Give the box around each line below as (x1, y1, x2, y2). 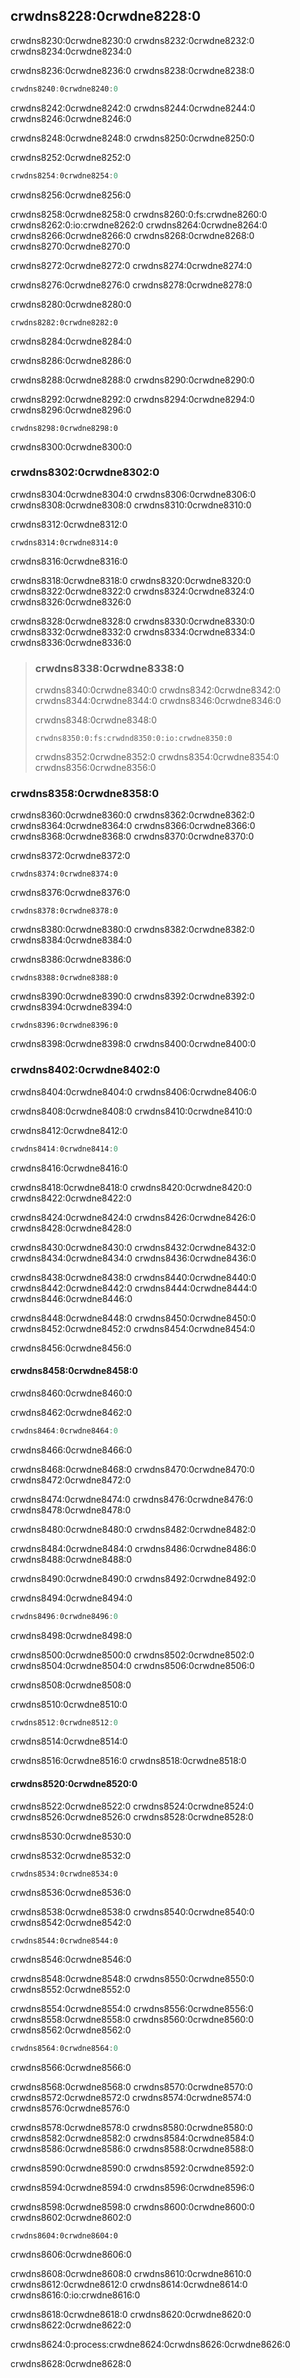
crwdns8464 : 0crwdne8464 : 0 (10, 1425, 118, 1436)
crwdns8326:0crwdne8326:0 (10, 595, 132, 608)
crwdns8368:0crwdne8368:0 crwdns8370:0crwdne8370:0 (10, 830, 255, 843)
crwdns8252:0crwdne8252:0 (10, 151, 132, 163)
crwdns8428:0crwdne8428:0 (10, 1222, 132, 1234)
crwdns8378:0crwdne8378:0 (10, 906, 118, 916)
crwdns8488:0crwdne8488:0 (10, 1553, 133, 1565)
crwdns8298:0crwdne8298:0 (10, 423, 118, 433)
